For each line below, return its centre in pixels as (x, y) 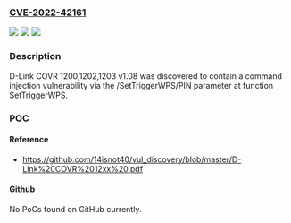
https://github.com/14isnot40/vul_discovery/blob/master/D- (132, 159)
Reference (29, 140)
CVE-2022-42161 (48, 13)
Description (35, 56)
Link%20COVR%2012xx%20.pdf (83, 168)
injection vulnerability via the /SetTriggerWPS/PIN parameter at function (141, 85)
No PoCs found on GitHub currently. (75, 209)
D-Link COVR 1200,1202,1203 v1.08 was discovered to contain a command (146, 76)
